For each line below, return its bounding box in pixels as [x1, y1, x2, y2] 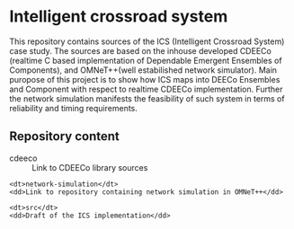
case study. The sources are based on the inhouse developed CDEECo [9, 45, 272, 56]
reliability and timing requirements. [9, 102, 138, 113]
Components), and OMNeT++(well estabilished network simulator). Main [9, 65, 277, 75]
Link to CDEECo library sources [31, 162, 148, 172]
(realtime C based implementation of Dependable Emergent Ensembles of [9, 55, 282, 66]
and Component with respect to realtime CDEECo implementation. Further [9, 84, 283, 94]
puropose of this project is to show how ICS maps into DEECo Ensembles [9, 74, 281, 84]
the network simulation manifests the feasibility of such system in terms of [9, 92, 285, 104]
